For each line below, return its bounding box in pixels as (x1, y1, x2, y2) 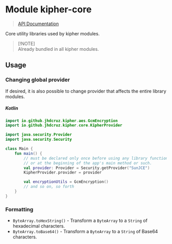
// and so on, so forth (24, 184, 74, 190)
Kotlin (5, 105, 18, 111)
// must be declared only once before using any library (24, 156, 147, 161)
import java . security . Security (5, 137, 72, 142)
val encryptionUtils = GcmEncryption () (24, 179, 109, 184)
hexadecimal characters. (12, 223, 65, 229)
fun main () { (14, 151, 42, 156)
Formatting (5, 205, 34, 213)
